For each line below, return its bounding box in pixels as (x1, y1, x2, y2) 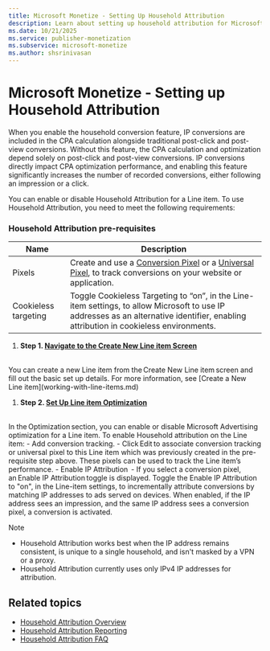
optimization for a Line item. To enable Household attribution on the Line (8, 431, 247, 440)
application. (69, 277, 114, 289)
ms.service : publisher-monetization (8, 34, 131, 43)
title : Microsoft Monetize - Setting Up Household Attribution (8, 11, 225, 20)
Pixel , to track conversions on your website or (69, 267, 243, 278)
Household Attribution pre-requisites (8, 223, 157, 234)
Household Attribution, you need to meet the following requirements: (8, 203, 235, 212)
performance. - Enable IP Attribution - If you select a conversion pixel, (8, 465, 241, 474)
